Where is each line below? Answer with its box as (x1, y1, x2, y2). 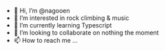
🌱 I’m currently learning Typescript (13, 21, 112, 29)
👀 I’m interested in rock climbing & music (13, 14, 129, 22)
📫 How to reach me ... (13, 37, 78, 44)
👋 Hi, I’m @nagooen (13, 7, 70, 14)
